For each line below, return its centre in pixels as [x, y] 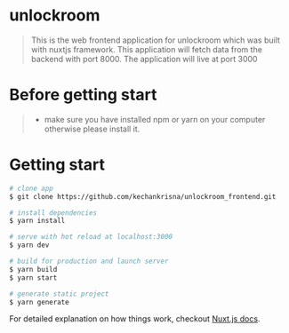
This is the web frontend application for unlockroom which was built [155, 40]
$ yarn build [33, 269]
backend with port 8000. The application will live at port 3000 [144, 59]
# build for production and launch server [89, 262]
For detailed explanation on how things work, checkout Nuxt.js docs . [135, 319]
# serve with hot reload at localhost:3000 [91, 237]
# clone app [31, 188]
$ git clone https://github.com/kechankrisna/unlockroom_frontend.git [143, 196]
